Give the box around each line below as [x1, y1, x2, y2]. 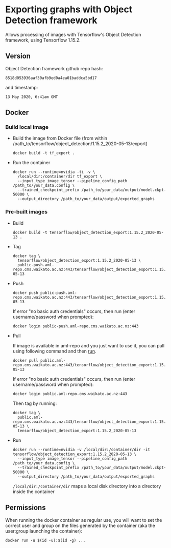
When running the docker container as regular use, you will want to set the [5, 517, 162, 523]
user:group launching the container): [5, 527, 83, 534]
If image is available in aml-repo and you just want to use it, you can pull [12, 342, 165, 348]
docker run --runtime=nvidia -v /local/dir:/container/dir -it [12, 447, 151, 452]
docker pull [12, 358, 38, 363]
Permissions [5, 503, 46, 512]
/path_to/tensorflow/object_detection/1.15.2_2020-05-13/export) [12, 141, 148, 147]
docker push [12, 290, 38, 296]
